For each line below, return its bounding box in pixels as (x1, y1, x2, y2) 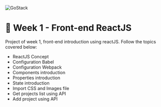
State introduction (12, 80, 50, 86)
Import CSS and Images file (12, 85, 69, 91)
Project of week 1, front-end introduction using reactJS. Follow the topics (5, 38, 156, 44)
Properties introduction (12, 75, 61, 81)
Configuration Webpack (12, 64, 62, 70)
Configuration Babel (12, 59, 54, 65)
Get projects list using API (12, 91, 66, 97)
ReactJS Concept (12, 53, 49, 59)
